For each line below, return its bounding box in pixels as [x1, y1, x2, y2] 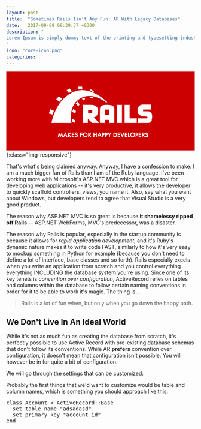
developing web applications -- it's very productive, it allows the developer [6, 182, 191, 189]
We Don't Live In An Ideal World [6, 317, 126, 327]
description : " [6, 29, 44, 35]
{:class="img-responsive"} [6, 151, 72, 158]
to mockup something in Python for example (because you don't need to [6, 250, 185, 257]
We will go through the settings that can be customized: [6, 370, 144, 377]
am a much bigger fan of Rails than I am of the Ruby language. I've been [6, 169, 184, 176]
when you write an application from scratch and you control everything [6, 262, 181, 269]
